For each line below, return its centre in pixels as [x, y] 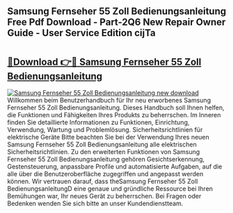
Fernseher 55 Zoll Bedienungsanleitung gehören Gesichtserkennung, [106, 159]
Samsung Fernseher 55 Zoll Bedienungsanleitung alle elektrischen [102, 144]
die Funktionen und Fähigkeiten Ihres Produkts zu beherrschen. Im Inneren [114, 115]
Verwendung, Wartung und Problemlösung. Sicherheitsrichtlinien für [105, 130]
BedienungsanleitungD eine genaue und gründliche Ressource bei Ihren [110, 189]
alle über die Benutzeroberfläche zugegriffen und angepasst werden [105, 174]
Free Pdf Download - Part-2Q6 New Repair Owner [116, 23]
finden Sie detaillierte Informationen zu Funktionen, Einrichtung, [98, 122]
